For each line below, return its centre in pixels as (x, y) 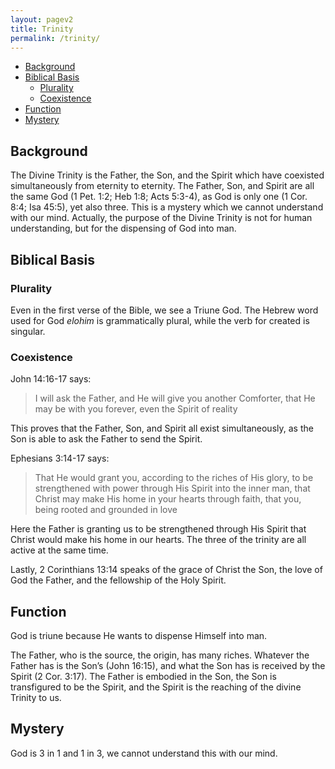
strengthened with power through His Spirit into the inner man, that (172, 488)
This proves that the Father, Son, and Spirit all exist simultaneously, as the (162, 428)
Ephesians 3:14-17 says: (60, 458)
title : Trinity (42, 29)
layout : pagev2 (42, 19)
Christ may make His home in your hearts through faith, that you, (168, 499)
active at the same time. (59, 550)
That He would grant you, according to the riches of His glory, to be (174, 478)
